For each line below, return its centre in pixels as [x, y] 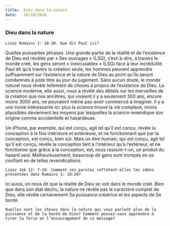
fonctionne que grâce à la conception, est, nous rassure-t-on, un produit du [85, 149]
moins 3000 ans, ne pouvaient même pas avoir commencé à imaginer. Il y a [85, 101]
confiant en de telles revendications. [43, 160]
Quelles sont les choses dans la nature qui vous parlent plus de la [81, 209]
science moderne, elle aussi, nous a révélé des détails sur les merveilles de [84, 91]
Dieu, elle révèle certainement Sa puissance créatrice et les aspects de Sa [83, 194]
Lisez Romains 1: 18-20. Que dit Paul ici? [52, 43]
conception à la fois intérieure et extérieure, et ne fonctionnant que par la [82, 133]
